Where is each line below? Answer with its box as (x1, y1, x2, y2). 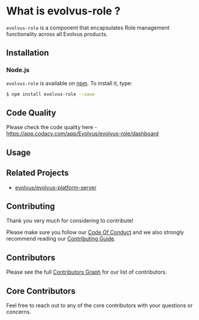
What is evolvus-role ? (6, 4, 121, 18)
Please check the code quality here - (6, 124, 98, 131)
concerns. (6, 308, 32, 315)
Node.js (6, 66, 30, 74)
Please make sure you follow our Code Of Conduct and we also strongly (6, 229, 184, 236)
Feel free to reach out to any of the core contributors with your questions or (6, 301, 193, 309)
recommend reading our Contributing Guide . (6, 235, 116, 243)
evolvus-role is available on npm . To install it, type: (6, 79, 133, 86)
